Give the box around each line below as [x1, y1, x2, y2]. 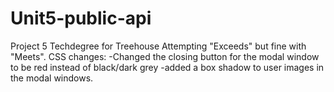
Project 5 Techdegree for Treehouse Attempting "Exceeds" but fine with [10, 40, 307, 52]
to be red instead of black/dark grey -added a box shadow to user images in [10, 61, 325, 73]
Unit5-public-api [10, 7, 152, 30]
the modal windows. [10, 72, 94, 84]
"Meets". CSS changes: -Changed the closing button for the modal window [10, 50, 320, 62]
